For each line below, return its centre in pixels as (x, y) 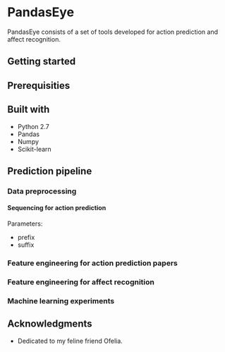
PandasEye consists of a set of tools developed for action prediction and (113, 32)
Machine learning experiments (61, 301)
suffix (26, 245)
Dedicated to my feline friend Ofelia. (70, 341)
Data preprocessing (42, 191)
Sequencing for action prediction (57, 208)
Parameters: (25, 224)
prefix (26, 238)
